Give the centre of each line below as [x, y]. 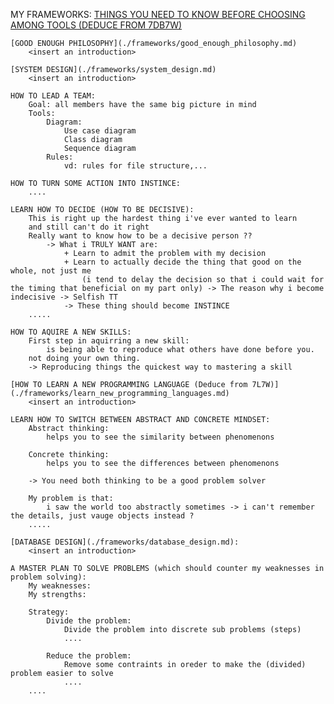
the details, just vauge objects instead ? [102, 516]
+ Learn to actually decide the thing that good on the [182, 262]
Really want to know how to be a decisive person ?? [140, 236]
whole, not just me [51, 271]
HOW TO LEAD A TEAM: [53, 96]
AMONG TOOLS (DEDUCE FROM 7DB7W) [96, 25]
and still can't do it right [89, 227]
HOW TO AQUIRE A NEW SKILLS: [71, 332]
